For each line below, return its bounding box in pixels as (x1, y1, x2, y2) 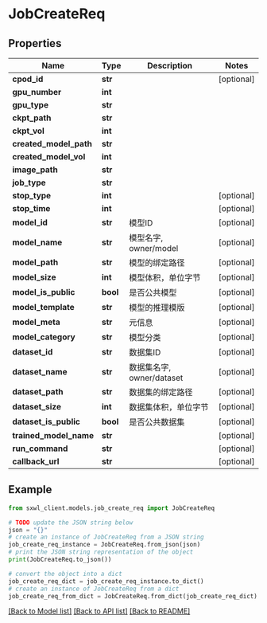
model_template (12, 302, 75, 312)
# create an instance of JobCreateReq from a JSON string (8, 533, 204, 542)
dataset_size (12, 402, 62, 412)
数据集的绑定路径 (128, 387, 193, 398)
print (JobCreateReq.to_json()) (8, 555, 112, 564)
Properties (8, 37, 62, 50)
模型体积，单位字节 (128, 272, 201, 283)
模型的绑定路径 (128, 257, 185, 268)
